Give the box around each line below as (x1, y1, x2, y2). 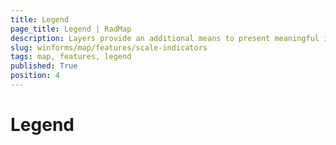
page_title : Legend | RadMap (10, 24, 132, 34)
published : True (10, 61, 78, 71)
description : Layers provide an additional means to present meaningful (10, 33, 320, 43)
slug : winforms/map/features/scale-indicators (10, 42, 208, 53)
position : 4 (10, 71, 60, 81)
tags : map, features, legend (10, 52, 132, 62)
